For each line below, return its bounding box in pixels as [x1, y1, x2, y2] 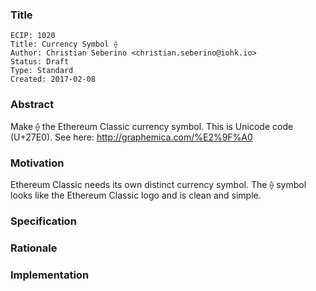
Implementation [10, 268, 90, 282]
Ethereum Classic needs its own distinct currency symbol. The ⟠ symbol [10, 178, 307, 190]
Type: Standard [10, 66, 74, 76]
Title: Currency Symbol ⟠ [10, 39, 118, 50]
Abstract [10, 98, 55, 112]
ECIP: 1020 [10, 31, 56, 41]
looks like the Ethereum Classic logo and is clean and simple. [10, 189, 262, 201]
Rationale [10, 241, 58, 255]
